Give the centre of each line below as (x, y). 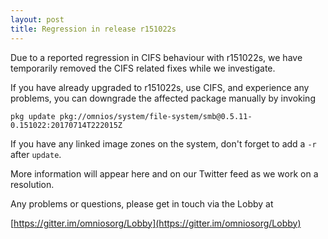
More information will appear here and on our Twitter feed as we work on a (164, 173)
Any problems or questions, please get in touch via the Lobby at (142, 203)
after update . (36, 154)
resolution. (32, 184)
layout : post (37, 19)
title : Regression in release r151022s (93, 29)
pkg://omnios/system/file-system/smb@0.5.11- (156, 116)
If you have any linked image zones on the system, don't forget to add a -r (163, 143)
